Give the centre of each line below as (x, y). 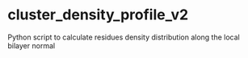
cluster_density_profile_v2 (98, 15)
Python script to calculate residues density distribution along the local (124, 37)
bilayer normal (32, 45)
